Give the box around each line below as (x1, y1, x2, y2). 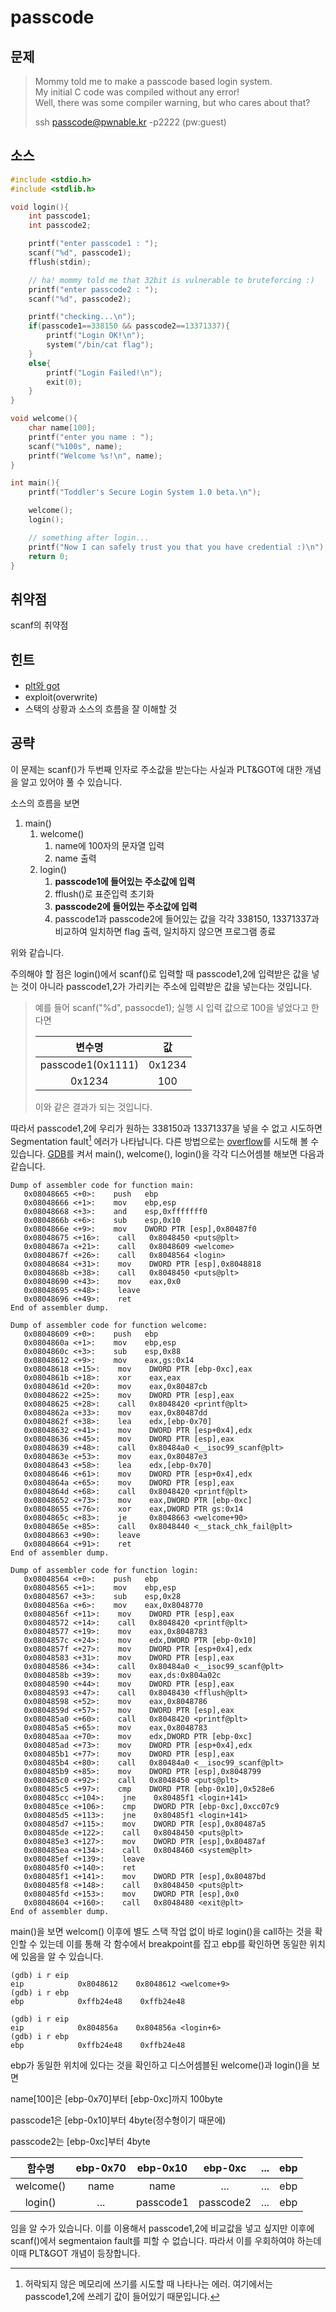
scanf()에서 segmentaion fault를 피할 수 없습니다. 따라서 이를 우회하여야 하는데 (10, 2234, 322, 2246)
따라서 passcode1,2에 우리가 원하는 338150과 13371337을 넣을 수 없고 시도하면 (10, 1122, 323, 1134)
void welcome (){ (10, 414, 78, 424)
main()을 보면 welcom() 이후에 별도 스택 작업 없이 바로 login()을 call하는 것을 (10, 1925, 313, 1937)
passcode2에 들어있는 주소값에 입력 (54, 900, 198, 912)
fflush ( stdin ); (28, 257, 92, 267)
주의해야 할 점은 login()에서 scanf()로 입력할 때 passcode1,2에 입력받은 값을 (10, 967, 310, 980)
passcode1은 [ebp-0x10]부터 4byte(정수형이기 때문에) (10, 2114, 227, 2126)
